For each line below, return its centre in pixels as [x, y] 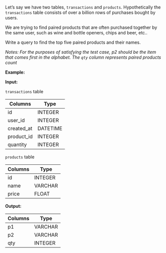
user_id [16, 120]
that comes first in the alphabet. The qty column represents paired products [83, 57]
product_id [20, 136]
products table [20, 157]
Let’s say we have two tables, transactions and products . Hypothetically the [83, 7]
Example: [15, 72]
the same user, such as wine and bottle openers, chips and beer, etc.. [76, 33]
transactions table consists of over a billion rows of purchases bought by [80, 12]
